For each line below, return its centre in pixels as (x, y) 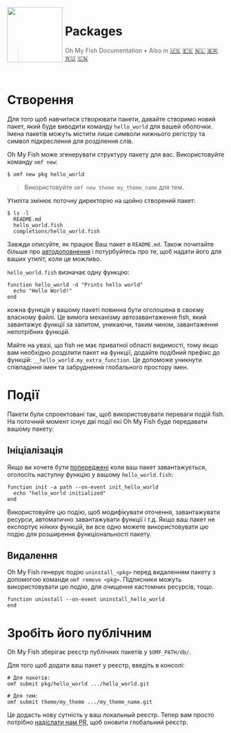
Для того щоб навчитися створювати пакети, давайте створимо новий (111, 119)
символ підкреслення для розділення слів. (70, 141)
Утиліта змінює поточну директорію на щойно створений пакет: (101, 200)
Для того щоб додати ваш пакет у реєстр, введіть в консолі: (96, 665)
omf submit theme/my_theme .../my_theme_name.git (80, 702)
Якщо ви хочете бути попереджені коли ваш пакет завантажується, (107, 467)
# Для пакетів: (29, 678)
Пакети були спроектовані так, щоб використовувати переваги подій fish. (116, 414)
